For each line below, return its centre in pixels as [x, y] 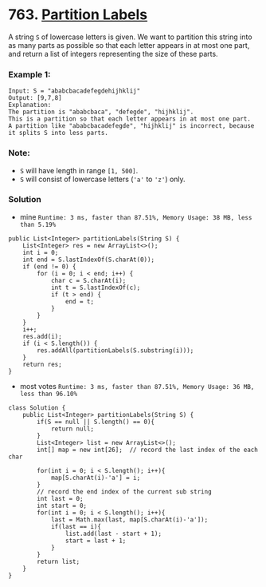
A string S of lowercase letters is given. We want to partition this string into [130, 37]
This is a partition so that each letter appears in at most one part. [129, 119]
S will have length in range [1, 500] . [79, 170]
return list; [59, 561]
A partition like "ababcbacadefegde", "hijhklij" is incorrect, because [131, 126]
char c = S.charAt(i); [88, 280]
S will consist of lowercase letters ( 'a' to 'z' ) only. [102, 179]
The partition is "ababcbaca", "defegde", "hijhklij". [101, 112]
